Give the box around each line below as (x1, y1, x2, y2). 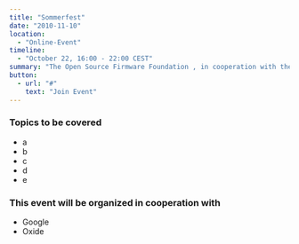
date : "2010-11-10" (9, 21, 82, 30)
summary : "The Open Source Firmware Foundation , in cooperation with (9, 63, 277, 72)
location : (9, 29, 46, 38)
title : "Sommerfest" (9, 12, 86, 22)
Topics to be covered (9, 116, 102, 129)
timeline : (9, 46, 46, 55)
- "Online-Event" (17, 37, 82, 47)
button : (9, 71, 38, 80)
